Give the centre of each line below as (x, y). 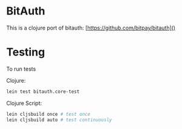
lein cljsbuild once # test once (48, 114)
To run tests (21, 69)
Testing (26, 52)
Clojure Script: (24, 103)
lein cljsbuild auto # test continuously (59, 120)
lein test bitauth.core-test (43, 92)
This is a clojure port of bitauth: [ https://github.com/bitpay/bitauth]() (91, 28)
